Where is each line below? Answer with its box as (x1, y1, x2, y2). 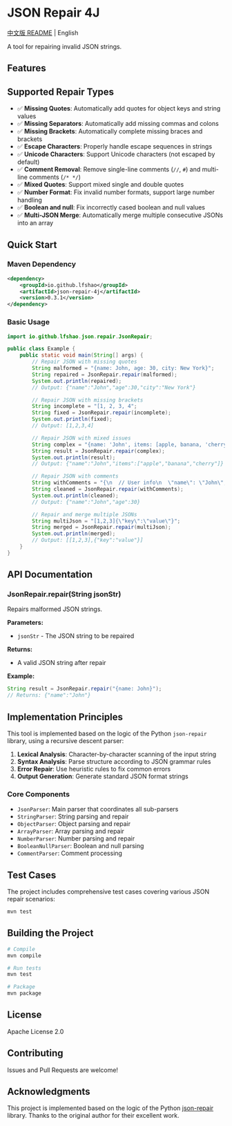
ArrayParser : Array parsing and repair (17, 827, 124, 836)
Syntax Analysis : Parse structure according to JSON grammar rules (17, 758, 211, 765)
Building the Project (7, 928, 94, 939)
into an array (17, 219, 54, 227)
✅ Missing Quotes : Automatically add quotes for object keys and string (17, 104, 221, 113)
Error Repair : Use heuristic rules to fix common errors (17, 765, 171, 773)
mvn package (7, 990, 41, 997)
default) (17, 158, 40, 167)
